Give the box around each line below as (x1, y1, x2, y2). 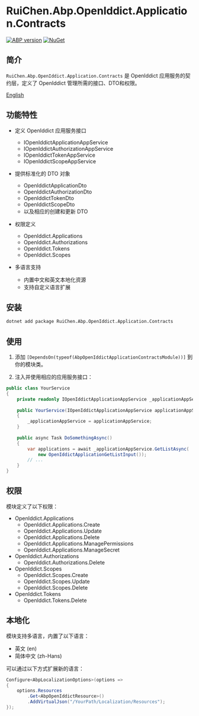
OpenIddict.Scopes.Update (23, 578, 90, 585)
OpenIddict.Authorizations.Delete (23, 559, 105, 566)
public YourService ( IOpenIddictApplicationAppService (17, 407, 152, 413)
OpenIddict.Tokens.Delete (23, 597, 87, 604)
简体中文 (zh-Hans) (14, 652, 62, 660)
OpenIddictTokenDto (23, 194, 74, 201)
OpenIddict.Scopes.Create (23, 571, 89, 578)
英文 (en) (14, 645, 37, 652)
